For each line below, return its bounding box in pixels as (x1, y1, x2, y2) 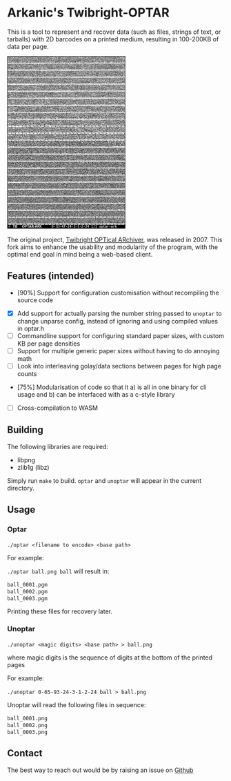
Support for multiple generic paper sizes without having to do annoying (17, 346, 220, 355)
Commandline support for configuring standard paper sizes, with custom (17, 331, 224, 339)
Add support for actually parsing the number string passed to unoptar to (17, 309, 222, 317)
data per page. (7, 42, 50, 50)
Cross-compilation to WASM (17, 404, 99, 412)
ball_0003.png (7, 729, 48, 735)
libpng (17, 455, 36, 464)
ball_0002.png (7, 722, 48, 729)
